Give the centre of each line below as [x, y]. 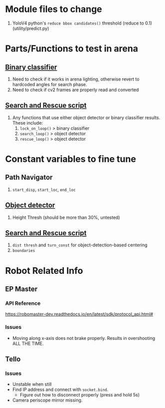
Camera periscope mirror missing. [47, 400]
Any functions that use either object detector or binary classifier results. [86, 117]
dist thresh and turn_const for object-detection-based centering [80, 245]
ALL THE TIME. [28, 343]
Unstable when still [32, 384]
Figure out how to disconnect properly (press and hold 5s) [80, 395]
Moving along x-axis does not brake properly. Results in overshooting [84, 338]
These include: [28, 123]
